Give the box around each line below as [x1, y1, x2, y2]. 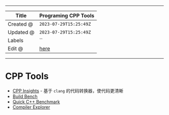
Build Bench [12, 93, 38, 99]
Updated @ [8, 29, 35, 36]
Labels [8, 37, 24, 44]
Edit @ [8, 45, 24, 52]
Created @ [8, 21, 33, 28]
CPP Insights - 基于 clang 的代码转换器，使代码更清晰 [12, 87, 124, 93]
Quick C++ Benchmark [12, 98, 60, 104]
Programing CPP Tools [39, 12, 95, 19]
